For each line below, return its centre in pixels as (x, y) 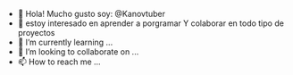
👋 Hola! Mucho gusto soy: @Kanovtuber (91, 14)
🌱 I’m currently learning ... (65, 42)
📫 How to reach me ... (59, 62)
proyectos (36, 33)
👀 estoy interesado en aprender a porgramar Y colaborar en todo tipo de (151, 23)
